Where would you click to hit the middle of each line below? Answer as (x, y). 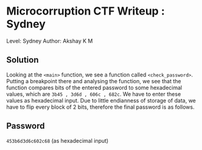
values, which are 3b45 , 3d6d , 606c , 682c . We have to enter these (94, 94)
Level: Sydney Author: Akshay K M (50, 41)
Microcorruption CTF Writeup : (86, 11)
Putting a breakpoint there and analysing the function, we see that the (94, 81)
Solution (23, 60)
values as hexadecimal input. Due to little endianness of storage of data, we (101, 100)
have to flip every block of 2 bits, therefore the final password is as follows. (100, 107)
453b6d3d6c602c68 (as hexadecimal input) (57, 140)
